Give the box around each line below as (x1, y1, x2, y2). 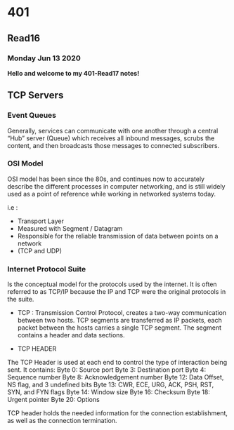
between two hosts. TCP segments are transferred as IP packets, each (17, 316, 223, 325)
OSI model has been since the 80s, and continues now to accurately (7, 175, 205, 183)
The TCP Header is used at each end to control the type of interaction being (7, 358, 228, 367)
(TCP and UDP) (17, 246, 62, 255)
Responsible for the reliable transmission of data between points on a (17, 231, 219, 240)
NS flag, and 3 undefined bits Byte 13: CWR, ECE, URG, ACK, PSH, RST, (7, 380, 214, 389)
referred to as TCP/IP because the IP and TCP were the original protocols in (7, 288, 226, 296)
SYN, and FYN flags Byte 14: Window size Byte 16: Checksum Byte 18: (7, 388, 211, 396)
